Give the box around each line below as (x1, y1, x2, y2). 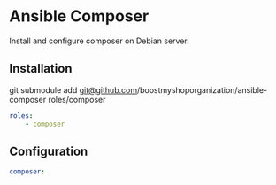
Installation (9, 61, 73, 76)
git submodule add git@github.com (9, 84, 138, 95)
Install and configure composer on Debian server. (9, 35, 190, 46)
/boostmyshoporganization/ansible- (136, 84, 268, 95)
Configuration (9, 143, 88, 158)
